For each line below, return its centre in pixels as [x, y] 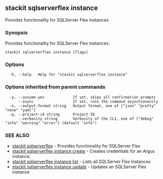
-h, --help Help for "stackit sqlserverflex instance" [69, 75]
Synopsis [16, 32]
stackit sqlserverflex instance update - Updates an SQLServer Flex [79, 167]
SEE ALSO [17, 135]
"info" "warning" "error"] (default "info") [51, 123]
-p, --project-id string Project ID [52, 114]
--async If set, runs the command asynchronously [88, 102]
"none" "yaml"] [20, 110]
